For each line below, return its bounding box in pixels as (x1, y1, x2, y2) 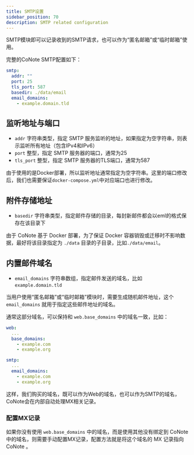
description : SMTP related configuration (6, 19, 109, 25)
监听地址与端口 (6, 118, 60, 128)
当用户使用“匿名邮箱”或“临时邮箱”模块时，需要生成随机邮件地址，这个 (6, 293, 174, 300)
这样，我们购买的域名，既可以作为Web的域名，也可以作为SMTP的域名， (6, 391, 180, 398)
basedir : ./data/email (11, 89, 67, 96)
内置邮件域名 (6, 258, 53, 268)
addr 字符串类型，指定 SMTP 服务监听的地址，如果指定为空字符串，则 (14, 135, 182, 142)
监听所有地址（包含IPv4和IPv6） (19, 142, 98, 150)
